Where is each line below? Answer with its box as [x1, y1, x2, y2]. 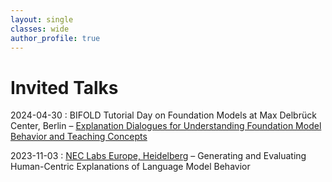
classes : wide [10, 24, 70, 34]
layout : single [10, 14, 74, 25]
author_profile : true [10, 33, 101, 43]
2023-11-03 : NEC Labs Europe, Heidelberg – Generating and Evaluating [10, 150, 307, 162]
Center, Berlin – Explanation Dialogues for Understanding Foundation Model [10, 120, 322, 132]
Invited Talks [10, 76, 119, 99]
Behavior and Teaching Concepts [10, 131, 148, 143]
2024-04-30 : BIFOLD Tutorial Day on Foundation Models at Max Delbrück [10, 109, 317, 121]
